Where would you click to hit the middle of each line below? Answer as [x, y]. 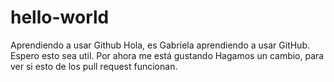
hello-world [60, 17]
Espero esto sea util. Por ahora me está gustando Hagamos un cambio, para [167, 55]
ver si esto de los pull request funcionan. [94, 66]
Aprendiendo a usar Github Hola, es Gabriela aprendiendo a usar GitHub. [160, 45]
